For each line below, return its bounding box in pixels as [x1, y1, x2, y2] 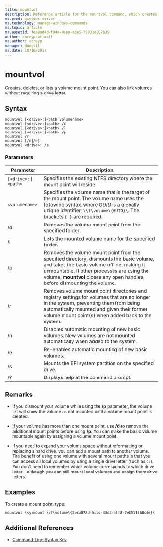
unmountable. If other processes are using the [43, 267, 149, 274]
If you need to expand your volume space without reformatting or [12, 443, 143, 449]
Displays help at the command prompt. [43, 374, 132, 380]
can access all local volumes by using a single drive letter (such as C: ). [12, 458, 154, 464]
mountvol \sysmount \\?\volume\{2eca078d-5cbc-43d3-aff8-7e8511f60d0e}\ [5, 510, 155, 515]
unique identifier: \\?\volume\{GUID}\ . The [43, 207, 140, 214]
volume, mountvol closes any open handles [43, 273, 144, 280]
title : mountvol [5, 7, 38, 12]
